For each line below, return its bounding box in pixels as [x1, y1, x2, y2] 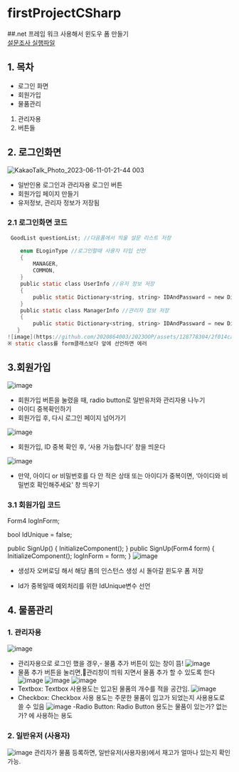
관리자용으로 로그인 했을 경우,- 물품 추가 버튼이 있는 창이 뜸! [17, 659, 184, 667]
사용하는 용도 [36, 711, 73, 719]
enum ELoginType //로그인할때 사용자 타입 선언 [20, 247, 146, 254]
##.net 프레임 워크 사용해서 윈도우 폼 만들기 [7, 29, 129, 38]
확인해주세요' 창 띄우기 [36, 480, 100, 489]
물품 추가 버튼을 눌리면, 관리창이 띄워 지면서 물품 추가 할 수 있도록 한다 [17, 668, 216, 676]
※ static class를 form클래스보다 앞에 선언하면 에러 [7, 340, 147, 347]
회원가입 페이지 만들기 [17, 189, 80, 197]
